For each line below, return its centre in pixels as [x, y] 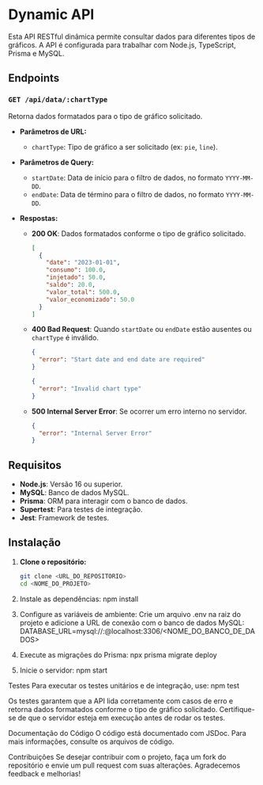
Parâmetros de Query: [57, 162]
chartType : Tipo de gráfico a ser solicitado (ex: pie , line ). [125, 147]
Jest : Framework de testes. [64, 518]
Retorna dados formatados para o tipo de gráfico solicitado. [105, 116]
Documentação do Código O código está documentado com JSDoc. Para [127, 733]
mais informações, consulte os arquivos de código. [91, 741]
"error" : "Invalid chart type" [90, 389]
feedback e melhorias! [45, 773]
